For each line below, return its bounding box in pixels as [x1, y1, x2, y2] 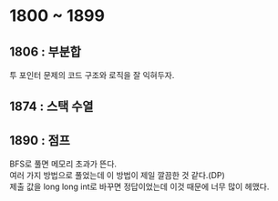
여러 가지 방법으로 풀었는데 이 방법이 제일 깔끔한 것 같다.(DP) [9, 170, 225, 181]
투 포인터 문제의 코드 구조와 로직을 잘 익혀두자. [9, 70, 175, 80]
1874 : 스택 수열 [9, 99, 94, 115]
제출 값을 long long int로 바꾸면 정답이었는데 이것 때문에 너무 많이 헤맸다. [9, 181, 270, 192]
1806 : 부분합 [9, 44, 82, 59]
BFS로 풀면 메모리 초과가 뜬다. [9, 158, 117, 169]
